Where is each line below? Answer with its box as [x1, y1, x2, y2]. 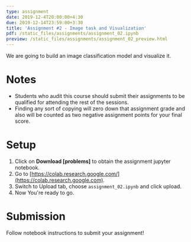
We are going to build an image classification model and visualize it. [6, 53, 171, 59]
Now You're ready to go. [14, 189, 75, 196]
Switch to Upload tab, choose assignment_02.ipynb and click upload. [14, 182, 182, 189]
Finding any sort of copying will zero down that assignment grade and [14, 104, 185, 112]
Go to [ [14, 170, 32, 177]
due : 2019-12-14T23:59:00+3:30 [6, 19, 83, 25]
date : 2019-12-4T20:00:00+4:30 [6, 14, 83, 20]
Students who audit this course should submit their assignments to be [14, 92, 185, 99]
